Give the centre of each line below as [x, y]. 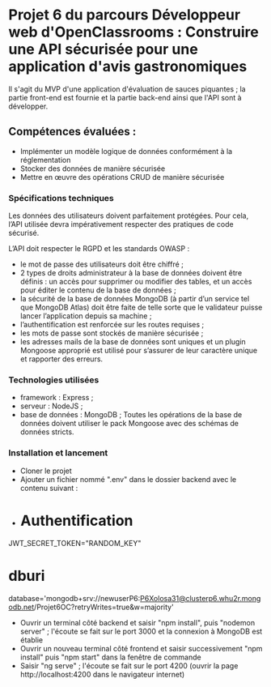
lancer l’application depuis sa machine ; [86, 316]
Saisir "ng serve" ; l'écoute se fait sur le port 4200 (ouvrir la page [129, 665]
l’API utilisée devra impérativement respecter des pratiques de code [121, 224]
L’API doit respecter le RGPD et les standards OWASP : [99, 249]
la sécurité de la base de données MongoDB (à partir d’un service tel [135, 299]
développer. [28, 106]
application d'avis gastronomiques [128, 67]
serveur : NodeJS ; [51, 406]
